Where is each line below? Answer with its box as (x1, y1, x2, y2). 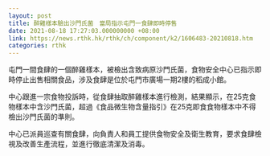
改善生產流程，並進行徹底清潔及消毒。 (22, 139, 149, 149)
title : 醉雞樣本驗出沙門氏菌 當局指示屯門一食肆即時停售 (8, 19, 178, 27)
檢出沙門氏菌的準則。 (8, 112, 79, 121)
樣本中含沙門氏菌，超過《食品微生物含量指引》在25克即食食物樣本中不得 (14, 102, 256, 112)
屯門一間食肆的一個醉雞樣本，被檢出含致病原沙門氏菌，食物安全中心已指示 (8, 65, 255, 75)
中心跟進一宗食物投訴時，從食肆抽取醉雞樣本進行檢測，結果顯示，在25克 (8, 92, 249, 101)
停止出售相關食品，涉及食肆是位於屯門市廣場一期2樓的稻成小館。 (14, 75, 231, 84)
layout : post (8, 11, 52, 20)
